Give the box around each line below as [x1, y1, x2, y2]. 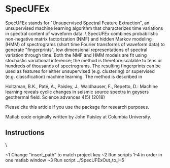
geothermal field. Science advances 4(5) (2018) [5, 94, 106, 100]
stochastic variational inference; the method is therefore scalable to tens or [5, 57, 162, 63]
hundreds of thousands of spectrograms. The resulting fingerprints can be [5, 63, 161, 69]
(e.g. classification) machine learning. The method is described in [5, 73, 143, 79]
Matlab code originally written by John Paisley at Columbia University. [5, 113, 151, 119]
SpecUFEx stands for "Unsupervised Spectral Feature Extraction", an [5, 20, 150, 26]
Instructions [5, 129, 45, 137]
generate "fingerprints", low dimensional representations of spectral [5, 47, 148, 53]
